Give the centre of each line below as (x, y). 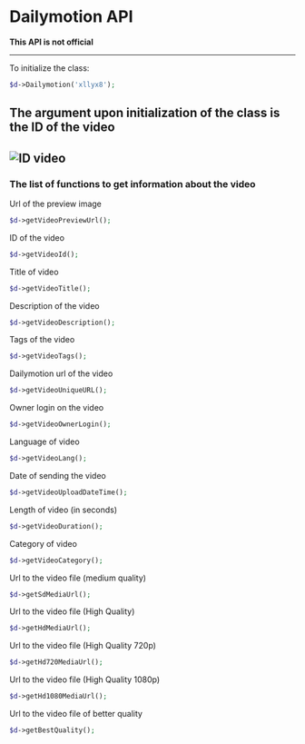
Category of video (43, 543)
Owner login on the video (57, 408)
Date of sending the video (58, 475)
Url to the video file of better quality (76, 714)
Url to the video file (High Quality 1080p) (85, 680)
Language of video (44, 441)
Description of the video (54, 305)
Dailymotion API (71, 17)
